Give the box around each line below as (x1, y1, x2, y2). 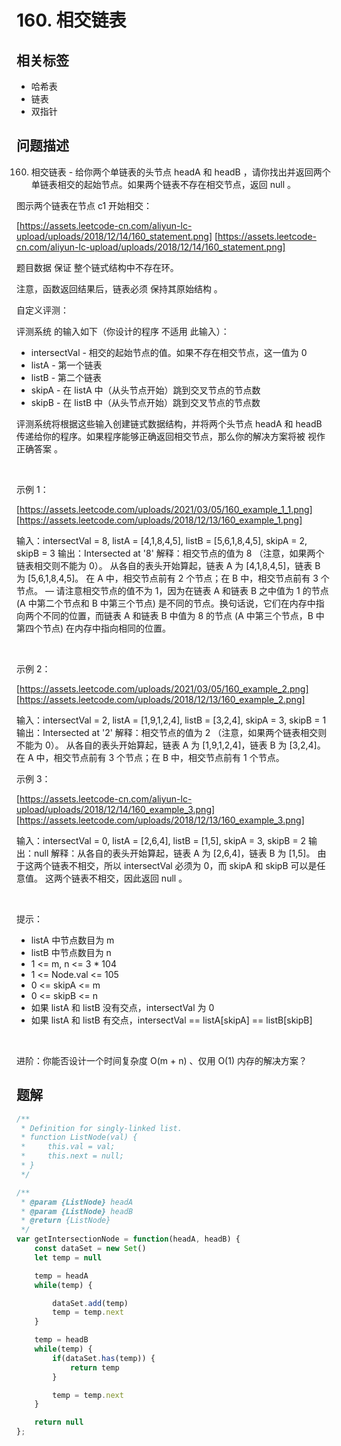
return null (34, 1417, 84, 1428)
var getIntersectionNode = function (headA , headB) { (16, 1234, 241, 1245)
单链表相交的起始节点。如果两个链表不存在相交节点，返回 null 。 (30, 178, 297, 190)
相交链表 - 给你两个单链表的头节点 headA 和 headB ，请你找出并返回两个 (30, 166, 331, 178)
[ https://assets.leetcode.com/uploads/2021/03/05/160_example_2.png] (16, 682, 309, 695)
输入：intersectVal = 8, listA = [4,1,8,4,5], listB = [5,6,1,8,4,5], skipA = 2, (16, 534, 308, 546)
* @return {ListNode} (20, 1216, 111, 1226)
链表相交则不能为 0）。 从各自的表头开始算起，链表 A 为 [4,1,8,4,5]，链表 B (16, 559, 321, 571)
